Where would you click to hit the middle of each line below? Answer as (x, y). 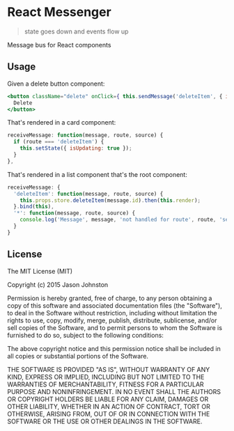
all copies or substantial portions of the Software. (78, 356)
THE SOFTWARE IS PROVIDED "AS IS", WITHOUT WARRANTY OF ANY (109, 369)
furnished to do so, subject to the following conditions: (85, 335)
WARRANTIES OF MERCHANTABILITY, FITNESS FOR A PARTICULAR (106, 384)
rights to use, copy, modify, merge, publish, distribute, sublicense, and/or (112, 320)
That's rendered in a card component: (62, 123)
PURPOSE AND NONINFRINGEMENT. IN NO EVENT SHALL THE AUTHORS (114, 391)
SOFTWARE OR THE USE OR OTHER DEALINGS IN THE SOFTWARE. (105, 421)
